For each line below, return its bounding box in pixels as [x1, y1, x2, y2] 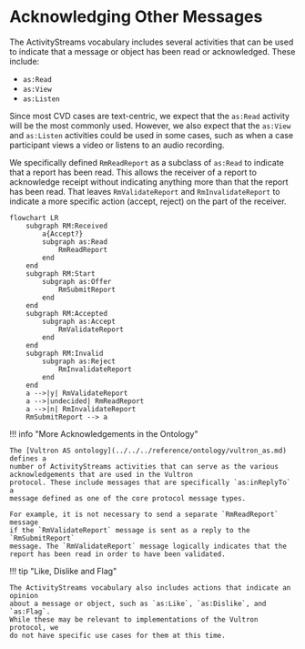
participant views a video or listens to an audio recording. [9, 139, 225, 150]
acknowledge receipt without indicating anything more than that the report [9, 176, 289, 188]
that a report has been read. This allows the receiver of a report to [9, 167, 258, 177]
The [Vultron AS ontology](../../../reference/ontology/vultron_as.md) [9, 446, 287, 455]
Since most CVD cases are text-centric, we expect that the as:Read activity [9, 110, 290, 121]
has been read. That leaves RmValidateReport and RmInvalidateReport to [9, 186, 280, 197]
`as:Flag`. [9, 607, 51, 616]
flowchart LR [9, 213, 59, 222]
